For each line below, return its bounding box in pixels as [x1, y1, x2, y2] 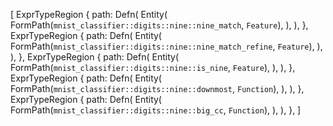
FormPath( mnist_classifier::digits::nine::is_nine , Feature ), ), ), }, [10, 62, 296, 73]
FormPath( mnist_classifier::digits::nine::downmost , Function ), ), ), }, [10, 83, 305, 94]
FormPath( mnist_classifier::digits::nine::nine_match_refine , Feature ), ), [10, 40, 323, 52]
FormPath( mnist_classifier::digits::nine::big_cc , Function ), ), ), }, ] [10, 104, 302, 116]
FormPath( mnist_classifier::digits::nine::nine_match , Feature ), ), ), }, [10, 19, 309, 31]
